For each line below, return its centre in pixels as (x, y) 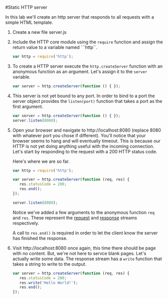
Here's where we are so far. (41, 161)
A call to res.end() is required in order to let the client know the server (85, 233)
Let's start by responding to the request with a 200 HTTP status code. (85, 151)
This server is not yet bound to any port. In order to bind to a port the (83, 96)
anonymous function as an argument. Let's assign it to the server (80, 71)
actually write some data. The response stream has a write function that (87, 259)
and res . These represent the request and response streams (75, 218)
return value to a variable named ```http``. (55, 47)
